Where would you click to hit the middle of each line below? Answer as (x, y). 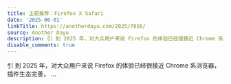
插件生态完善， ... (32, 74)
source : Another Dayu (38, 32)
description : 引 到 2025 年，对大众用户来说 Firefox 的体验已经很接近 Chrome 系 (115, 39)
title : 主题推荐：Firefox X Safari (56, 13)
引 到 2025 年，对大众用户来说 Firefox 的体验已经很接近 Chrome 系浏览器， (114, 65)
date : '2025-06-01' (35, 20)
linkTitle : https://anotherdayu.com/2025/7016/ (77, 26)
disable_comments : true (41, 45)
